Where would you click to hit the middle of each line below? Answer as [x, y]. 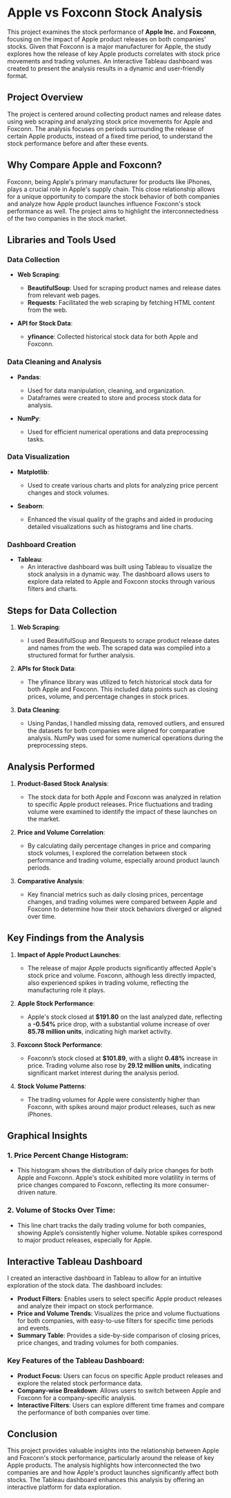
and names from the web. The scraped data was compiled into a [119, 648]
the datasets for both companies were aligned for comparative [116, 730]
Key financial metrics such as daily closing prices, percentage [115, 894]
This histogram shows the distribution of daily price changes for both [115, 1170]
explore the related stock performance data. [80, 1383]
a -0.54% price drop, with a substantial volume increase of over [119, 1024]
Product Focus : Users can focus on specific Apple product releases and [120, 1376]
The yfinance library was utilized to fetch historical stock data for [120, 681]
